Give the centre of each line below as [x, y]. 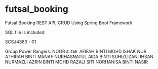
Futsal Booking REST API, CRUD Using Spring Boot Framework [69, 23]
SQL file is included [25, 32]
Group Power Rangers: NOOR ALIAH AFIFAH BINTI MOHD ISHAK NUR [76, 51]
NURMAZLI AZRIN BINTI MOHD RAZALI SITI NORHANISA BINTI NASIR [77, 62]
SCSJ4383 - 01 [21, 42]
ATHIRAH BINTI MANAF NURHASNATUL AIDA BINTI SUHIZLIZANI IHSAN [79, 56]
